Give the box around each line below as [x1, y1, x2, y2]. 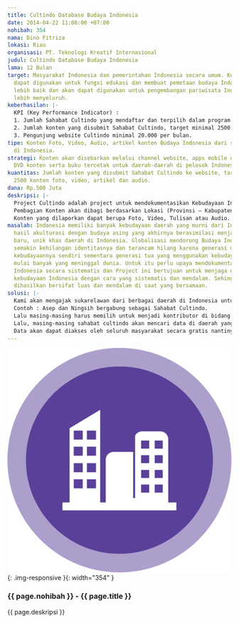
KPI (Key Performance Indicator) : [14, 109, 119, 117]
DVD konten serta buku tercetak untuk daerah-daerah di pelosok [14, 162, 208, 169]
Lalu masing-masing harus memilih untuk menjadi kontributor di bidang [14, 312, 231, 319]
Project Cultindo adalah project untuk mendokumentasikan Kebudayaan [14, 200, 224, 207]
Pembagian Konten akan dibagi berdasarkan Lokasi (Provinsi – [14, 207, 202, 214]
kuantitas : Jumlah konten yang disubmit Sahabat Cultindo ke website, [7, 170, 221, 177]
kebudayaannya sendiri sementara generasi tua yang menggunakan [14, 252, 208, 259]
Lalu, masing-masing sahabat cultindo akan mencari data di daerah [14, 319, 218, 327]
